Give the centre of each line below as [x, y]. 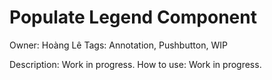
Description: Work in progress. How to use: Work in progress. [135, 64]
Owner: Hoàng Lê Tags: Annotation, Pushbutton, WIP [118, 45]
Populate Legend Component [133, 17]
